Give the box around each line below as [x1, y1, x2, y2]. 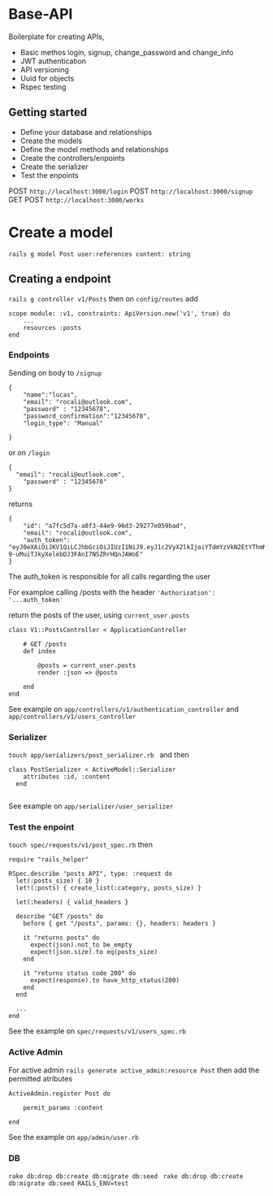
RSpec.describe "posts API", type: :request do [8, 870, 173, 878]
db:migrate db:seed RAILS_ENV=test [8, 1179, 129, 1187]
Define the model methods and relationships [19, 144, 169, 154]
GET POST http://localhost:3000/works [8, 194, 145, 204]
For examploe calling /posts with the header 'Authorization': [8, 587, 216, 597]
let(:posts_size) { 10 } [15, 877, 100, 886]
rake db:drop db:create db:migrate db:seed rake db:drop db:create [8, 1172, 244, 1181]
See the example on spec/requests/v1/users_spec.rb [8, 1026, 187, 1036]
